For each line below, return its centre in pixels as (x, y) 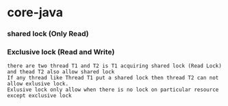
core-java (35, 13)
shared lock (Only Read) (48, 34)
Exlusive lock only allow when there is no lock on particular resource (113, 90)
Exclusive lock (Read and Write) (61, 52)
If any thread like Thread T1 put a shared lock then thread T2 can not (113, 78)
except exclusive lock (39, 96)
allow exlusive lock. (38, 84)
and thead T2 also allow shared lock (61, 72)
